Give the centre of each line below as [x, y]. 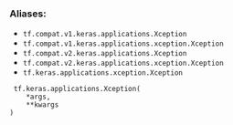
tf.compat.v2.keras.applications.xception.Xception [123, 63]
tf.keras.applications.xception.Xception [102, 73]
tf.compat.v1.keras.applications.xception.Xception [123, 44]
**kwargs [42, 105]
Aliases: [28, 14]
